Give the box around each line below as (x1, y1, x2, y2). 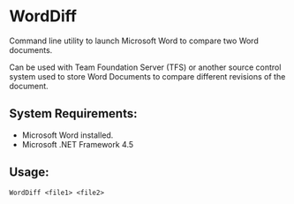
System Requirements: (9, 106, 138, 121)
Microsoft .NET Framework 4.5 (21, 139, 134, 149)
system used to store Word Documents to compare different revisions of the (9, 71, 286, 81)
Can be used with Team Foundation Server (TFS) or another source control (9, 62, 282, 72)
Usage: (9, 165, 50, 180)
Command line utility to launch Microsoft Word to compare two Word (9, 35, 259, 46)
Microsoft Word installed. (21, 130, 114, 140)
